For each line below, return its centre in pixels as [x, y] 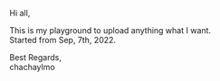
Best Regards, [35, 57]
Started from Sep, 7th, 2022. [62, 40]
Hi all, [20, 13]
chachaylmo [33, 67]
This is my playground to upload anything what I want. [110, 30]
